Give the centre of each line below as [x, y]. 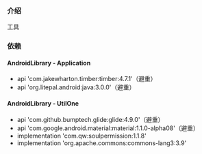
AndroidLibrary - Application [49, 63]
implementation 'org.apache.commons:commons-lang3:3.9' [102, 143]
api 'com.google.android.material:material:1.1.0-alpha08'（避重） [108, 128]
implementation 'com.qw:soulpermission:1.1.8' [82, 136]
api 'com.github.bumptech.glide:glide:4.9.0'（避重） [90, 119]
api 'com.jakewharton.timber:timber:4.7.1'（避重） [87, 79]
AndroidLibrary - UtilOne [43, 104]
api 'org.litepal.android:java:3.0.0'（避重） [76, 87]
